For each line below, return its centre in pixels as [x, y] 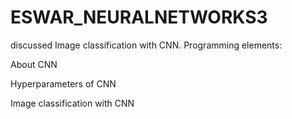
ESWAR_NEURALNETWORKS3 [139, 17]
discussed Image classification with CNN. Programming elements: [146, 45]
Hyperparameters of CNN [63, 83]
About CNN [34, 64]
